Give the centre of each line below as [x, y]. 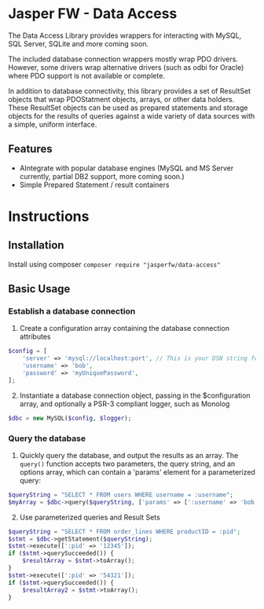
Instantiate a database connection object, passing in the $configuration [135, 395]
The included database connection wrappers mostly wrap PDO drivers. [123, 59]
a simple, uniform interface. [53, 124]
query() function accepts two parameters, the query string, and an [127, 464]
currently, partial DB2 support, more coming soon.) [102, 176]
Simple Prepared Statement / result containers [94, 185]
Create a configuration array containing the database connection [125, 328]
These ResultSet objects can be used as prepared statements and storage [128, 108]
